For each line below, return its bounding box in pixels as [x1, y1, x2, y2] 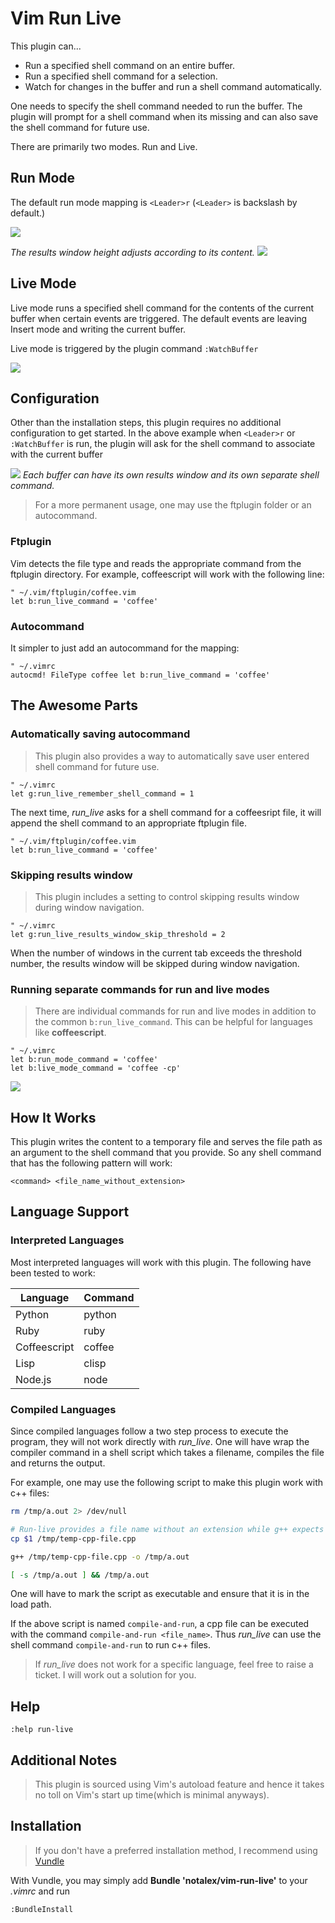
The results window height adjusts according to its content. [10, 246, 255, 258]
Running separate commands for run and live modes [10, 982, 270, 996]
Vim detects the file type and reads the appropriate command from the [10, 557, 302, 569]
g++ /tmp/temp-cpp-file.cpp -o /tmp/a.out [10, 1552, 190, 1562]
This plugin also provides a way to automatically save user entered [34, 750, 310, 762]
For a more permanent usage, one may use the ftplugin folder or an [34, 499, 312, 511]
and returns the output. [10, 1457, 106, 1469]
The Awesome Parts [10, 697, 138, 714]
